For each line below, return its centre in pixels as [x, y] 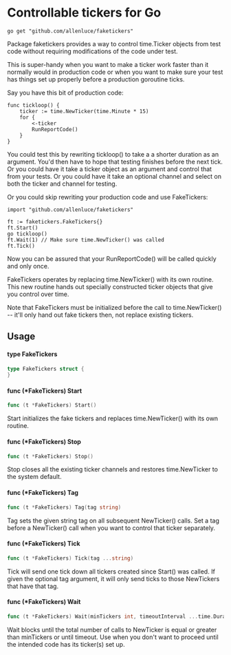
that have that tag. [33, 586]
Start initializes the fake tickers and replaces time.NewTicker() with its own [113, 418]
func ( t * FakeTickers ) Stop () [51, 456]
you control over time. [38, 294]
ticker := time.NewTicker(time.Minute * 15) [84, 111]
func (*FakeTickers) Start [45, 391]
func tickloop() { [33, 105]
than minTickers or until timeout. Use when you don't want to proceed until [113, 637]
